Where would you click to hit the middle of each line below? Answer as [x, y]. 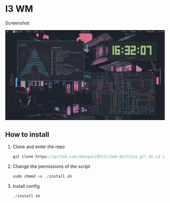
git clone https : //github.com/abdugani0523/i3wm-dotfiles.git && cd [86, 157]
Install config [26, 186]
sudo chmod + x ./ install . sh [42, 177]
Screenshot [17, 23]
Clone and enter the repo [39, 147]
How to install [27, 135]
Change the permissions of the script [51, 166]
